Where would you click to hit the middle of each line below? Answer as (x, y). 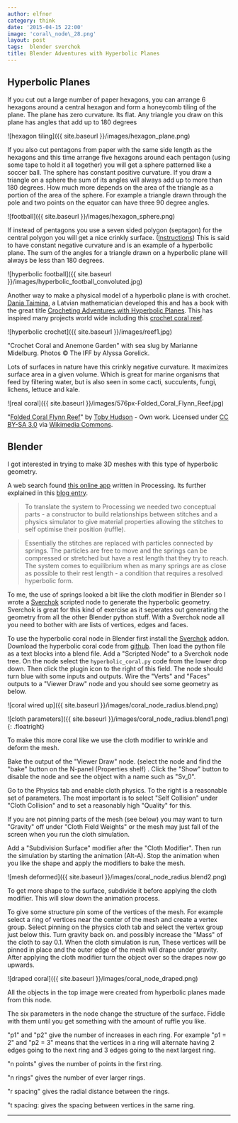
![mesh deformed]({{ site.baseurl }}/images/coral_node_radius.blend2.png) (117, 877)
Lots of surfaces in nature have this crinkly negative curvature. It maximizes (118, 367)
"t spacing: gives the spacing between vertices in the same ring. (101, 1105)
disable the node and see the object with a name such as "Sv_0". (102, 776)
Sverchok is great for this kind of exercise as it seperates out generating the (118, 609)
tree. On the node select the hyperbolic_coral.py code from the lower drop (117, 661)
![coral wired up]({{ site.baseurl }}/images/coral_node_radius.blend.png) (113, 705)
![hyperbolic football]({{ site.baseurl (59, 273)
